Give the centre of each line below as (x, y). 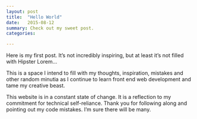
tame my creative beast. (36, 85)
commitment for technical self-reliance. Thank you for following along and (97, 103)
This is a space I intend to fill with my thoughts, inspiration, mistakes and (95, 73)
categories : (21, 34)
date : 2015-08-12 (30, 22)
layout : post (22, 11)
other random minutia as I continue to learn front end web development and (99, 80)
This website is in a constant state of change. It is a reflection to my (89, 97)
